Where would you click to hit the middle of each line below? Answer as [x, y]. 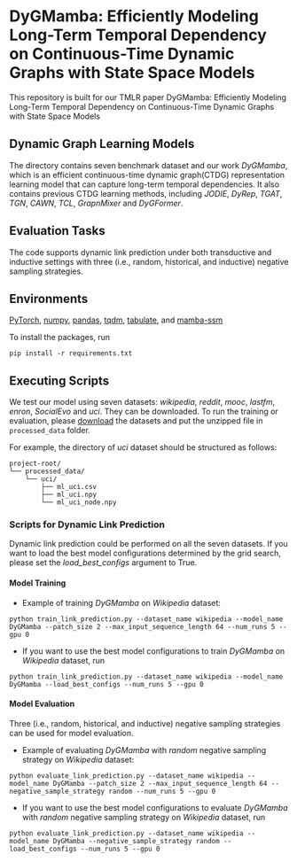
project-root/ [35, 464]
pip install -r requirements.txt [71, 353]
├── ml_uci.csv [69, 487]
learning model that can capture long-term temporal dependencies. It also [145, 184]
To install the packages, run [60, 338]
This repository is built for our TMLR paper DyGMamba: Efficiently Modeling [148, 97]
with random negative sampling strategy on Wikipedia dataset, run [144, 817]
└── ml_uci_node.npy [79, 502]
